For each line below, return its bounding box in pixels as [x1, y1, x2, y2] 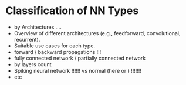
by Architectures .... [13, 23, 62, 30]
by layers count [13, 60, 52, 68]
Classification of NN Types [5, 4, 139, 18]
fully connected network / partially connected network [13, 55, 146, 62]
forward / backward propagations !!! [13, 48, 102, 55]
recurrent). [13, 36, 40, 43]
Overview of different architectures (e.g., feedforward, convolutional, [13, 29, 181, 36]
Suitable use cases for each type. [13, 42, 95, 49]
